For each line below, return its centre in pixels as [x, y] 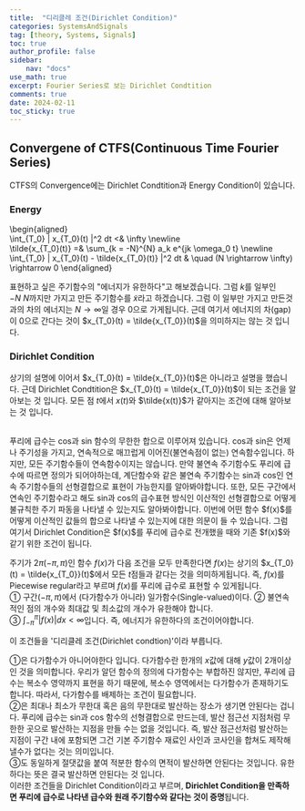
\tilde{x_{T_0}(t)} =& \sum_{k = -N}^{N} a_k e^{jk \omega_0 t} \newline [141, 249]
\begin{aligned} [39, 230]
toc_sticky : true [42, 111]
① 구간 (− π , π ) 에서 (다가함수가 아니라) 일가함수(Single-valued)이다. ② [137, 597]
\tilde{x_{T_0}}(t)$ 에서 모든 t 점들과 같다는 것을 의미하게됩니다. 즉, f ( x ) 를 [156, 574]
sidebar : [26, 60]
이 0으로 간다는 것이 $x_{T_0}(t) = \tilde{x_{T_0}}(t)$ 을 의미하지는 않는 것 [141, 321]
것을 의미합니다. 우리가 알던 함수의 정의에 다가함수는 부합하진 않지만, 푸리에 [152, 672]
